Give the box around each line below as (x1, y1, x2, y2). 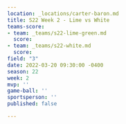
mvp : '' (7, 81, 30, 88)
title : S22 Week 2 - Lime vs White (7, 17, 110, 24)
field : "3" (7, 55, 39, 62)
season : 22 (7, 68, 39, 75)
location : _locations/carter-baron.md (7, 10, 119, 17)
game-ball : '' (7, 87, 48, 94)
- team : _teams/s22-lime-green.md (7, 29, 107, 37)
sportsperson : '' (7, 94, 57, 101)
